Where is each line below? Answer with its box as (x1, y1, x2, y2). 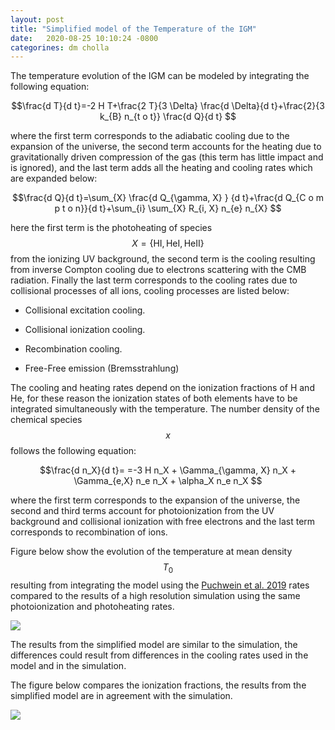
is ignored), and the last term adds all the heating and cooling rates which (10, 162, 313, 174)
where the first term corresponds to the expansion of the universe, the (10, 494, 301, 506)
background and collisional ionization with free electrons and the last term (10, 516, 316, 528)
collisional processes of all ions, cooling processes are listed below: (10, 285, 290, 297)
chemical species (10, 414, 83, 426)
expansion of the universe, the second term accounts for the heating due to (10, 141, 322, 153)
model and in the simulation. (10, 660, 127, 672)
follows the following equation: (10, 445, 137, 457)
